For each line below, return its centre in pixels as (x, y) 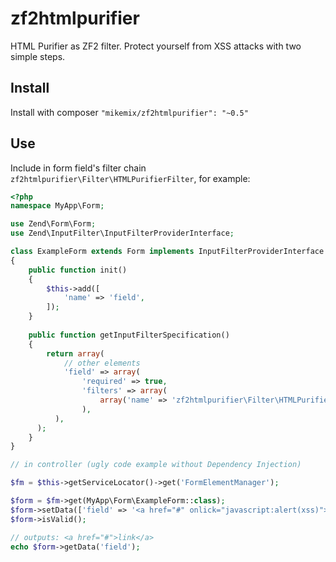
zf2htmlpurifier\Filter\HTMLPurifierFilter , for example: (130, 178)
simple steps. (38, 56)
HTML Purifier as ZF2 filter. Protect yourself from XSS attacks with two (156, 46)
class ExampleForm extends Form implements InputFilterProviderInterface (167, 252)
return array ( (75, 353)
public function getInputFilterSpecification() (129, 335)
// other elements (102, 363)
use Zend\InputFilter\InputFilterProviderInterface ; (122, 233)
